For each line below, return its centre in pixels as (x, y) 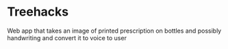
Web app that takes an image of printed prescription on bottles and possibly (114, 31)
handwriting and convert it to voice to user (67, 37)
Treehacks (38, 12)
